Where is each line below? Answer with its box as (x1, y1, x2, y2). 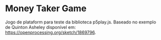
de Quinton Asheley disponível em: (5, 24, 76, 30)
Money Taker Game (5, 3, 87, 14)
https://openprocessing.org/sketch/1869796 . (5, 29, 96, 35)
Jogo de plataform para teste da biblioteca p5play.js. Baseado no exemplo (5, 19, 157, 25)
